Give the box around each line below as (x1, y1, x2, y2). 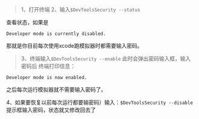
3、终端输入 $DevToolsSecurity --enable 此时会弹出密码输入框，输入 (20, 55, 191, 62)
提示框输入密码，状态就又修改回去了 (6, 106, 96, 114)
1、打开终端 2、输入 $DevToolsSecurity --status (20, 6, 141, 13)
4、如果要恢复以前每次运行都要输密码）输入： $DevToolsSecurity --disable (6, 99, 194, 106)
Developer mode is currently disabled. (6, 31, 106, 37)
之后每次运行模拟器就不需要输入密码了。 (6, 86, 106, 93)
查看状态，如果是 (6, 19, 49, 26)
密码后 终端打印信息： (20, 63, 76, 69)
